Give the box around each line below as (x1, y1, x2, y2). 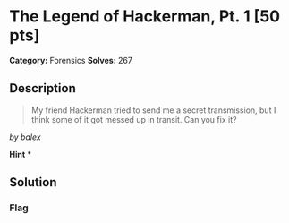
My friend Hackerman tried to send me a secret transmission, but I (30, 105, 276, 116)
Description (9, 81, 76, 96)
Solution (9, 175, 57, 190)
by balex (9, 132, 42, 142)
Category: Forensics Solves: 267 (9, 55, 132, 65)
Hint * (9, 149, 32, 159)
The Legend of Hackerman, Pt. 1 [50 (9, 6, 280, 27)
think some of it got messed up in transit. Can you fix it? (30, 114, 237, 124)
